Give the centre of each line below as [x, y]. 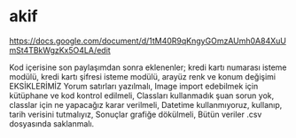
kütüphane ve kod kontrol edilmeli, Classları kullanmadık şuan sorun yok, [142, 96]
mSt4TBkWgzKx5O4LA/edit [60, 50]
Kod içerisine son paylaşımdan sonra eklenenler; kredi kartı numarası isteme [148, 67]
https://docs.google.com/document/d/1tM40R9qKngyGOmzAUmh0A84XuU [148, 41]
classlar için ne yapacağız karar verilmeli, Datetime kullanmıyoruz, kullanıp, [146, 104]
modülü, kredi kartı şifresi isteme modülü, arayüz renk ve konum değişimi [143, 76]
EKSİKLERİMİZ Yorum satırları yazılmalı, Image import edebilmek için [134, 86]
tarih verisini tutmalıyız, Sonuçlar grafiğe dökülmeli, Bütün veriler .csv [136, 114]
